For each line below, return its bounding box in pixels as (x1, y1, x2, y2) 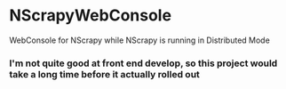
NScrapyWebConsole (9, 5, 171, 26)
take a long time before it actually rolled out (9, 68, 200, 80)
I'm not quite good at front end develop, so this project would (9, 57, 278, 69)
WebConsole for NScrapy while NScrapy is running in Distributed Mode (9, 35, 271, 45)
